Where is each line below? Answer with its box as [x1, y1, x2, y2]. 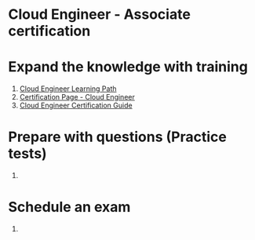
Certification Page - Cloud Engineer [19, 93, 135, 102]
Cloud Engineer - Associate [8, 5, 191, 24]
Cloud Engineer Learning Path [19, 84, 117, 93]
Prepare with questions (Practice [8, 128, 228, 146]
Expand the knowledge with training [8, 58, 249, 76]
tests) [8, 145, 47, 162]
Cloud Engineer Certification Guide [19, 100, 133, 111]
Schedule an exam [8, 198, 131, 216]
